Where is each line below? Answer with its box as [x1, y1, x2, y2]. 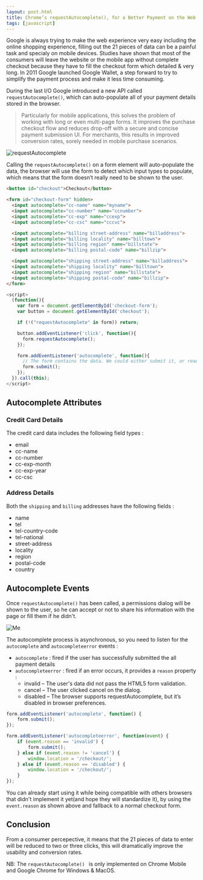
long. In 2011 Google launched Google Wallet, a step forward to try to [6, 69, 178, 76]
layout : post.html [6, 8, 53, 15]
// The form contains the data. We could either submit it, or [22, 358, 185, 364]
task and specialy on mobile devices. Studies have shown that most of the [6, 50, 191, 57]
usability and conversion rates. [6, 848, 83, 856]
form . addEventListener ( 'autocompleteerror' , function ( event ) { [6, 733, 169, 739]
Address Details [6, 489, 54, 497]
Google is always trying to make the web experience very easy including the [6, 37, 196, 44]
